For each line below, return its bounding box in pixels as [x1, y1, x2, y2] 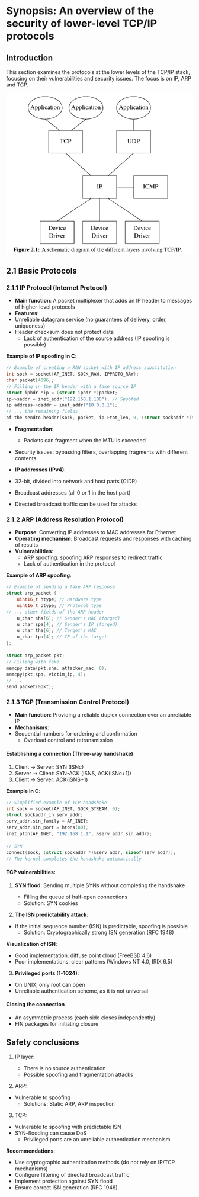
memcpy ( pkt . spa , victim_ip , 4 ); [6, 671, 86, 678]
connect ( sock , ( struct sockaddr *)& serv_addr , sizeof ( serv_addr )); [6, 849, 176, 855]
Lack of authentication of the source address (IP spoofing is [23, 335, 170, 342]
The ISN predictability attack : [14, 911, 89, 918]
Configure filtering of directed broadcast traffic [14, 1171, 130, 1178]
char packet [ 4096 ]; [6, 377, 54, 383]
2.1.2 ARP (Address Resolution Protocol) [6, 515, 124, 524]
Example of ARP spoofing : [6, 572, 72, 579]
